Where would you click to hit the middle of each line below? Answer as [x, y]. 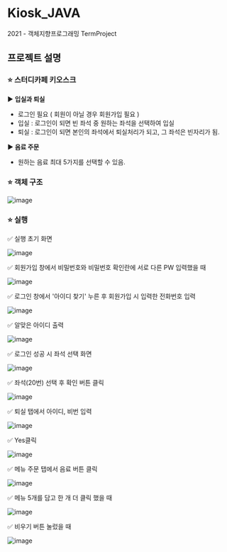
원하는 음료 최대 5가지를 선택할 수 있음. [71, 162]
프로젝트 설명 [34, 58]
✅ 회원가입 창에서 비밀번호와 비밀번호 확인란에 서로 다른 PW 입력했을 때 [107, 268]
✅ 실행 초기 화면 [30, 239]
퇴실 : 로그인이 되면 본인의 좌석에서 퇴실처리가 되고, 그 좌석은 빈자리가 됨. [118, 132]
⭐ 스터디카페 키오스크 [42, 80]
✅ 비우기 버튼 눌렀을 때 [39, 526]
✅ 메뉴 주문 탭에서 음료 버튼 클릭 [52, 469]
